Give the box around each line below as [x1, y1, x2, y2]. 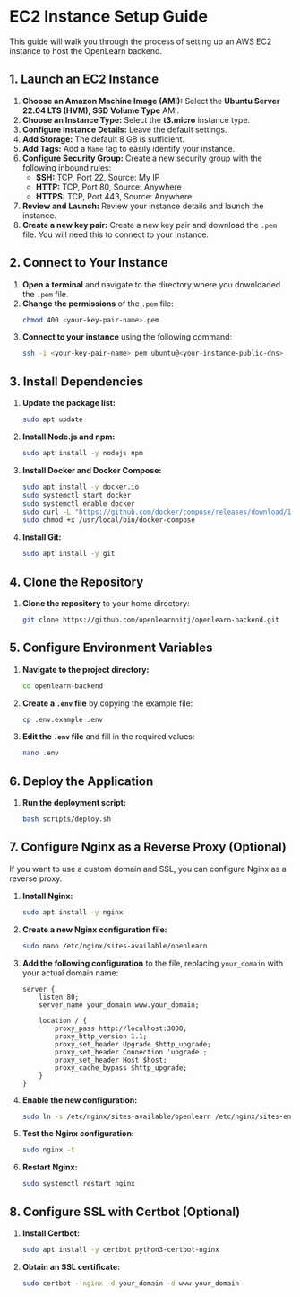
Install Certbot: [21, 1228, 81, 1239]
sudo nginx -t [21, 1145, 75, 1155]
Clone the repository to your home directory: [21, 597, 190, 608]
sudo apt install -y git [21, 550, 116, 559]
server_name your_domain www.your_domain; [39, 1000, 200, 1010]
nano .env [21, 748, 60, 758]
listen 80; [39, 993, 80, 1001]
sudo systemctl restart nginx [21, 1179, 136, 1188]
